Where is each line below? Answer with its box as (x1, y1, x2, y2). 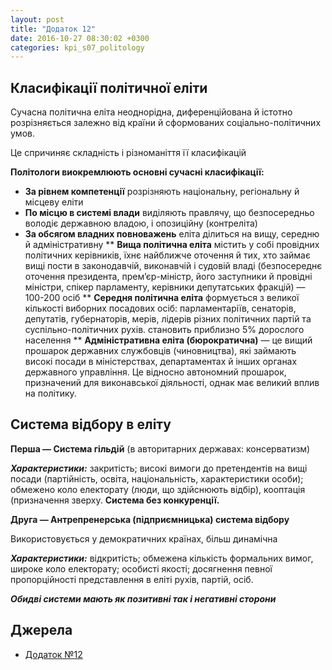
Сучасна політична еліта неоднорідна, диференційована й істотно (10, 106, 293, 118)
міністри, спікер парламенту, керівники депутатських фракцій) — (24, 281, 306, 293)
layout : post (10, 14, 65, 25)
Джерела (10, 622, 73, 639)
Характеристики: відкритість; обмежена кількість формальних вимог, (10, 552, 314, 564)
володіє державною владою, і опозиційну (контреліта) (24, 217, 258, 230)
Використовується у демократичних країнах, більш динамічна (10, 532, 278, 545)
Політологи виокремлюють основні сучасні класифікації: (10, 166, 265, 178)
